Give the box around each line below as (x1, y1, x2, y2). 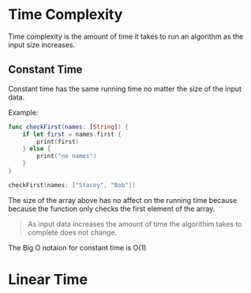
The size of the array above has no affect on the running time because (8, 195, 238, 205)
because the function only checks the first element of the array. (8, 204, 215, 213)
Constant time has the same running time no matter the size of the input (8, 84, 242, 93)
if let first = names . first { (22, 130, 122, 138)
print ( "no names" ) (36, 152, 97, 160)
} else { (22, 145, 51, 153)
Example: (8, 107, 39, 117)
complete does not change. (27, 227, 117, 237)
